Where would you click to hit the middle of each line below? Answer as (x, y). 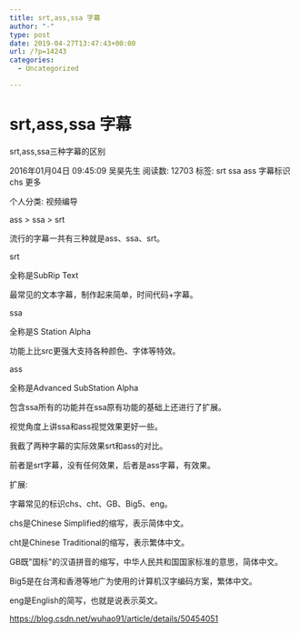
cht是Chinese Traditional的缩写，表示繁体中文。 (99, 542)
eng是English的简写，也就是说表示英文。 (86, 600)
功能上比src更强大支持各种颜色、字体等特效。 (95, 350)
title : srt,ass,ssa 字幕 (55, 18)
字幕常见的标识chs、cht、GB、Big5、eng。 (91, 503)
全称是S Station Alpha (50, 331)
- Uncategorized (48, 69)
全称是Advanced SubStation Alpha (74, 387)
